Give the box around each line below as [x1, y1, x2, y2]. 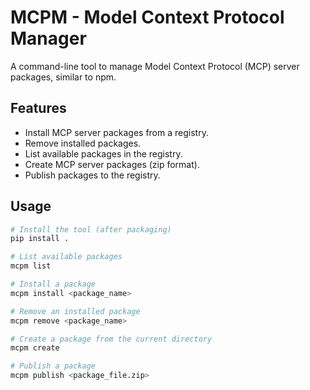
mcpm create [10, 343, 60, 353]
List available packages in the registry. [24, 147, 183, 160]
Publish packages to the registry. [24, 169, 161, 181]
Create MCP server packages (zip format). [24, 158, 200, 170]
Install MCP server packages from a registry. [24, 126, 209, 138]
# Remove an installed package [10, 306, 141, 316]
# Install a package [10, 279, 97, 290]
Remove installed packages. [24, 137, 142, 149]
